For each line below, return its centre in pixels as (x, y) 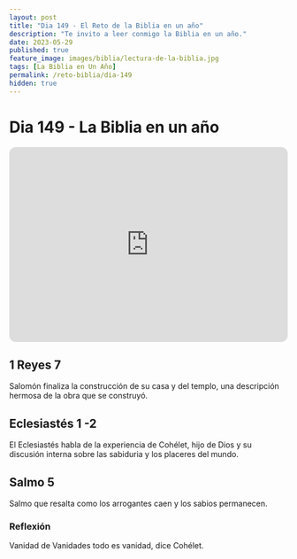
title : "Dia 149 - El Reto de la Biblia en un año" (106, 26)
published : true (39, 50)
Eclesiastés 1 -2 (53, 423)
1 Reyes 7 (35, 365)
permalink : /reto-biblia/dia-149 (71, 75)
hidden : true (33, 83)
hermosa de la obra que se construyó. (79, 396)
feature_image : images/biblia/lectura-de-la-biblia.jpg (114, 58)
